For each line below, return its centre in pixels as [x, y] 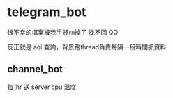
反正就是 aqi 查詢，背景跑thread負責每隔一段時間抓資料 [87, 47]
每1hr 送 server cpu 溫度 [42, 87]
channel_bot [35, 69]
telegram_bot [47, 12]
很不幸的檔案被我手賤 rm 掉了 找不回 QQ [63, 32]
